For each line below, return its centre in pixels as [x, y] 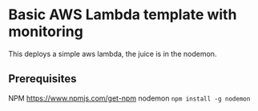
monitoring [46, 32]
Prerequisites [42, 79]
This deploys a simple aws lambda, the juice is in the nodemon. [113, 54]
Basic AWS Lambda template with [123, 15]
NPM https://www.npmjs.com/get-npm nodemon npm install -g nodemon [129, 98]
